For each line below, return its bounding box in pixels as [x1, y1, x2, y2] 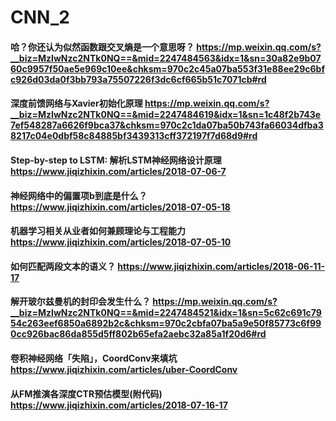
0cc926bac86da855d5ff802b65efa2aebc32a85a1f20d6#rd [10, 328, 267, 340]
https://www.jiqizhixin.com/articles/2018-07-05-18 [10, 201, 231, 213]
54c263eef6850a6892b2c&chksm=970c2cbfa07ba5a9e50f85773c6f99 [10, 317, 322, 330]
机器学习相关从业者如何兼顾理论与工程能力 [10, 225, 186, 237]
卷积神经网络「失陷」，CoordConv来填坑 [10, 352, 178, 364]
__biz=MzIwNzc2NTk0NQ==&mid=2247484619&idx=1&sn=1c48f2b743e [10, 109, 322, 121]
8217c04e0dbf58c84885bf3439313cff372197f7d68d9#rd [10, 130, 258, 142]
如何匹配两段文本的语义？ [10, 260, 116, 272]
